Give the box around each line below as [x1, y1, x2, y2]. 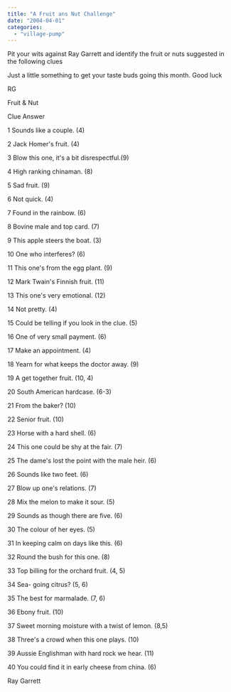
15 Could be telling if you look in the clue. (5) [7, 319, 138, 328]
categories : [7, 23, 43, 31]
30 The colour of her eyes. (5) [7, 525, 96, 534]
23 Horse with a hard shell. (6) [7, 429, 97, 438]
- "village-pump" [14, 30, 65, 38]
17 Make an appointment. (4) [7, 346, 91, 355]
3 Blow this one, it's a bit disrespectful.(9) [7, 153, 129, 162]
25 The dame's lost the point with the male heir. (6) [7, 456, 157, 465]
